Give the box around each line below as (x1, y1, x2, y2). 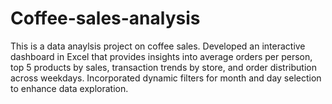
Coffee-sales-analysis (10, 7, 201, 30)
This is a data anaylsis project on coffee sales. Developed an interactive (10, 40, 306, 52)
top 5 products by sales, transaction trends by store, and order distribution (10, 61, 317, 73)
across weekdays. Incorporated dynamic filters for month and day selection (10, 72, 322, 84)
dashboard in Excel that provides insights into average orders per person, (10, 50, 313, 62)
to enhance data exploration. (10, 82, 129, 94)
